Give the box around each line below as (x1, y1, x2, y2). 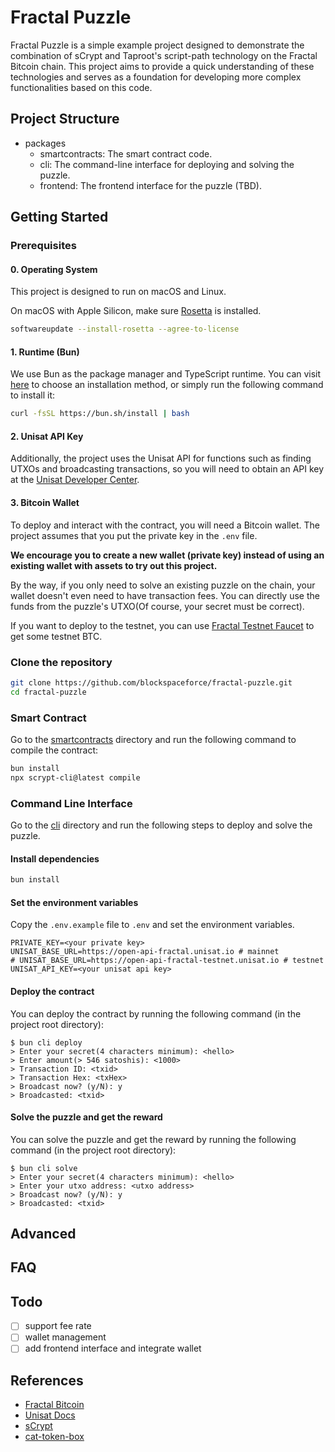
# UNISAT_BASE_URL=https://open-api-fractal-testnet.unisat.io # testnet (10, 956, 325, 966)
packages (24, 137, 67, 149)
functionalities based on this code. (10, 81, 153, 93)
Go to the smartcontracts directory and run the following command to (10, 733, 297, 745)
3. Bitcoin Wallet (10, 497, 80, 509)
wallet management (24, 1331, 107, 1343)
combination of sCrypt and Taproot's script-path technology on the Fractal (10, 49, 318, 61)
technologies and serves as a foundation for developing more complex (10, 71, 302, 83)
